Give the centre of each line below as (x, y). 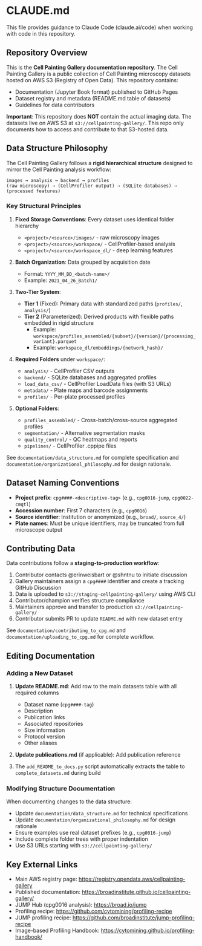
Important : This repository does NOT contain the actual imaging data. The (99, 116)
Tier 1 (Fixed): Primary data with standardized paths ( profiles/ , (103, 304)
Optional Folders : (37, 408)
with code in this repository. (41, 33)
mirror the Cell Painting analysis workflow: (59, 169)
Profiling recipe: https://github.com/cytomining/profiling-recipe (93, 912)
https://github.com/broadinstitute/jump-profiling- (133, 918)
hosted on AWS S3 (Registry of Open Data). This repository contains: (92, 80)
